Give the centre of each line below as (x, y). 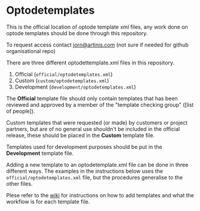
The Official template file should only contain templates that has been (92, 98)
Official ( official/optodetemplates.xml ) (64, 74)
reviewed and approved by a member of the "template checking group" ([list (100, 104)
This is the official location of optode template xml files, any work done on (97, 27)
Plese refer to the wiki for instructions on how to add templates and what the (100, 195)
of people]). (21, 111)
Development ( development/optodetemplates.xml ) (75, 86)
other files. (19, 184)
